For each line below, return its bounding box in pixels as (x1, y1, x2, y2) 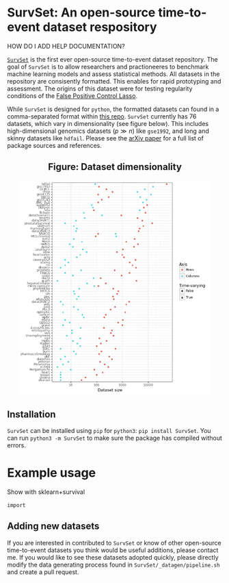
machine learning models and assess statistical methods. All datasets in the (7, 70, 220, 78)
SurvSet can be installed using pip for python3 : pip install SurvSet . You (7, 427, 211, 435)
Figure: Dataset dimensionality (47, 161, 183, 173)
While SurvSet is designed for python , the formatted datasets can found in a (7, 105, 219, 113)
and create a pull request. (7, 567, 79, 576)
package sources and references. (7, 141, 103, 149)
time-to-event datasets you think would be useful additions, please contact (7, 546, 219, 554)
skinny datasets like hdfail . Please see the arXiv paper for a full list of (7, 134, 204, 142)
